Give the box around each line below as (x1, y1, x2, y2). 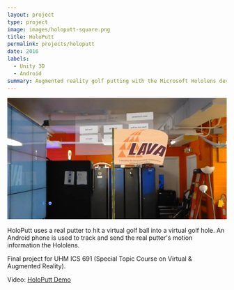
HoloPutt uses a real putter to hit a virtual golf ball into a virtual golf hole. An (7, 227, 225, 235)
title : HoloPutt (7, 33, 54, 40)
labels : (7, 56, 30, 63)
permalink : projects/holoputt (7, 40, 95, 48)
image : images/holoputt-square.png (7, 26, 111, 33)
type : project (7, 18, 49, 26)
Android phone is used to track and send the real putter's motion (7, 234, 193, 242)
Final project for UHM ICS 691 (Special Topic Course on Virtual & (7, 254, 193, 263)
